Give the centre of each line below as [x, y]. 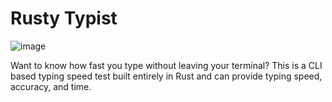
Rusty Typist [64, 18]
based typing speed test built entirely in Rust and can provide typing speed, [166, 76]
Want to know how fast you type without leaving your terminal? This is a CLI [166, 65]
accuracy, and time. [51, 86]
